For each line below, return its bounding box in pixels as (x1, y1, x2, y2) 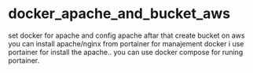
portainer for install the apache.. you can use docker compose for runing (8, 47, 244, 57)
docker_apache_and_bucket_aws (8, 5, 230, 23)
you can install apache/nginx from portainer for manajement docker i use (8, 38, 244, 48)
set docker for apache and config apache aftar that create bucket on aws (8, 31, 245, 40)
